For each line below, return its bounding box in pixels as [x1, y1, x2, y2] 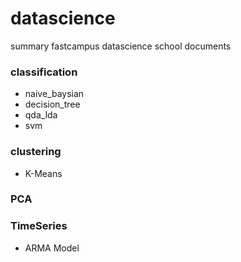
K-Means [24, 167, 63, 179]
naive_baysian [24, 88, 85, 100]
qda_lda [24, 109, 58, 121]
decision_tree [24, 98, 81, 111]
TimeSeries [10, 219, 68, 233]
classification [10, 65, 78, 79]
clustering [10, 145, 62, 159]
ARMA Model [24, 242, 80, 254]
